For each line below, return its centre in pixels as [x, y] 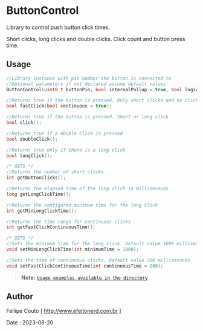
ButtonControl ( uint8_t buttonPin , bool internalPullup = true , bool [94, 89]
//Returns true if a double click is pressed [64, 133]
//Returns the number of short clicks [55, 172]
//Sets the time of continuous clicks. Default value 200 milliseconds [98, 260]
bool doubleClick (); [32, 139]
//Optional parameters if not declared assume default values [86, 84]
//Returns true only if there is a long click [66, 150]
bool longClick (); [29, 156]
